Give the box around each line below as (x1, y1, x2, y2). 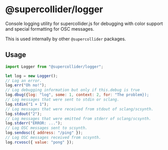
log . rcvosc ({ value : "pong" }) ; (5, 139, 74, 145)
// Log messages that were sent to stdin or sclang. (5, 97, 120, 102)
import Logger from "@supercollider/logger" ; (5, 64, 103, 69)
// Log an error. (5, 78, 42, 83)
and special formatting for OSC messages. (5, 26, 94, 32)
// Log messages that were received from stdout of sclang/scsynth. (5, 106, 154, 112)
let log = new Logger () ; (5, 73, 58, 79)
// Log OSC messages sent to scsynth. (5, 126, 88, 131)
